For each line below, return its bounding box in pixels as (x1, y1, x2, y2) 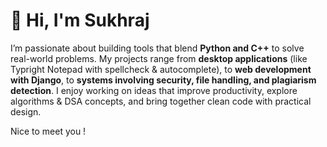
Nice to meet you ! (10, 125, 87, 137)
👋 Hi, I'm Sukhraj (10, 9, 150, 32)
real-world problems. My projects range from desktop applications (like (10, 52, 308, 64)
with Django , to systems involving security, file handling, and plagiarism (10, 74, 317, 86)
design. (10, 105, 42, 118)
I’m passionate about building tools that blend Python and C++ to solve (10, 42, 305, 54)
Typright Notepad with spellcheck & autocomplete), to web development (10, 63, 312, 75)
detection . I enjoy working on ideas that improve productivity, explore (10, 84, 298, 96)
